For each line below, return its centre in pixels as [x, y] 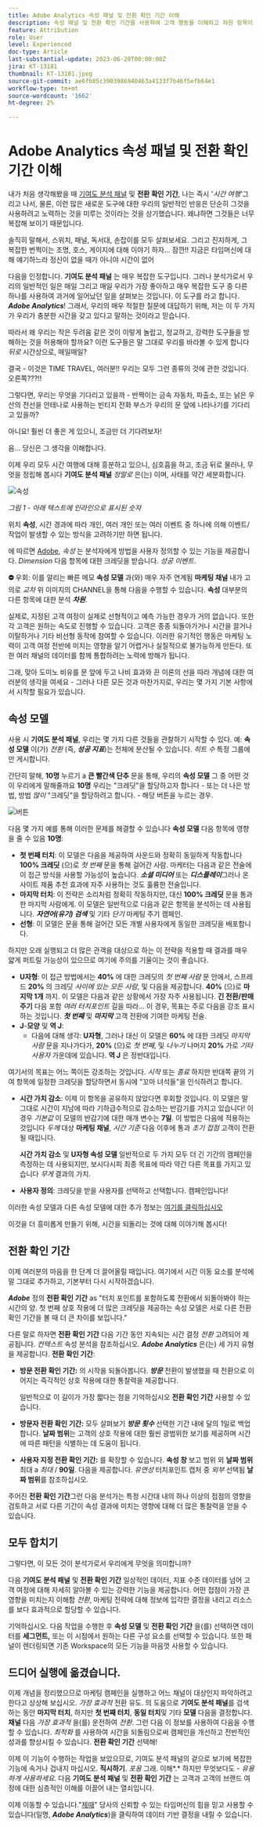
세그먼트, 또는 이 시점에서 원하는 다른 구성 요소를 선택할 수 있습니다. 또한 [133, 1636]
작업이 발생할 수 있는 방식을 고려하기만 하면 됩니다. [85, 534]
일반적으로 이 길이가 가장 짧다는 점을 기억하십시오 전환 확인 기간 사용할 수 [131, 1397]
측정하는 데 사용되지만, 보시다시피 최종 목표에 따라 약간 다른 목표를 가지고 [131, 1164]
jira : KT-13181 [33, 67]
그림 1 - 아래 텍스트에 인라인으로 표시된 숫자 [75, 508]
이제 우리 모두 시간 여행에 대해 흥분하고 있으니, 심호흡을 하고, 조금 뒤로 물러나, [127, 465]
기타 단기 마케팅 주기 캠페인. [140, 913]
